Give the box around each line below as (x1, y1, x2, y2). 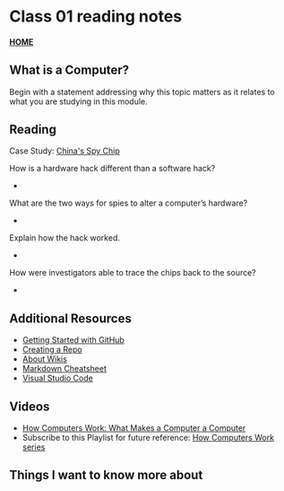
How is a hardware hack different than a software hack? (9, 163, 216, 174)
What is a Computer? (9, 63, 130, 78)
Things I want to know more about (9, 468, 203, 483)
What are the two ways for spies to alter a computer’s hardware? (9, 197, 248, 208)
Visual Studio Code (22, 373, 94, 383)
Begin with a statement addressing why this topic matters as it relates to (9, 86, 275, 97)
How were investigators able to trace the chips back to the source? (9, 267, 257, 278)
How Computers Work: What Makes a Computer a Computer (22, 423, 246, 434)
